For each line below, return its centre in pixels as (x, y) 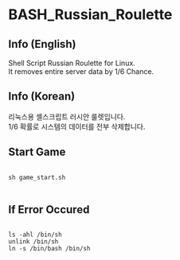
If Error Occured (49, 210)
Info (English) (42, 44)
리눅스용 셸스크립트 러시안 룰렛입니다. (67, 116)
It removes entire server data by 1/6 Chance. (81, 72)
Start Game (37, 152)
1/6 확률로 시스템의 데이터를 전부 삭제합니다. (77, 126)
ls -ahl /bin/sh (35, 235)
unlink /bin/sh (33, 242)
